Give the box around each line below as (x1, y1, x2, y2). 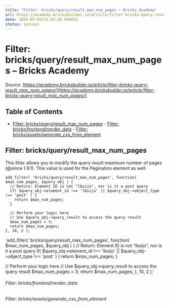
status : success (5, 21, 39, 27)
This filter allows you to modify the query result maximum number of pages (5, 159, 162, 165)
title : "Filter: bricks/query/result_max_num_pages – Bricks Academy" (5, 7, 157, 13)
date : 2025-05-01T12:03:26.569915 (5, 17, 78, 22)
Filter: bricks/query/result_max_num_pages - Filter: (12, 121, 119, 127)
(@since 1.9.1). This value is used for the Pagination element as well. (5, 165, 147, 171)
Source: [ (5, 82, 24, 88)
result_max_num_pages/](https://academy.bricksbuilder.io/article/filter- (5, 87, 155, 93)
